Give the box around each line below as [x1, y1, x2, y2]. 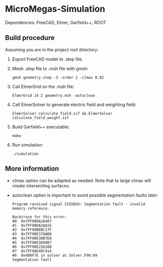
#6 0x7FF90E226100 [12, 244, 52, 249]
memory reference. [12, 206, 50, 211]
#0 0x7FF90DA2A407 [12, 219, 52, 224]
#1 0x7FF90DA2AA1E [12, 223, 52, 228]
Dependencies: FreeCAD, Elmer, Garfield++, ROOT [5, 20, 107, 25]
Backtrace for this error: [12, 214, 67, 219]
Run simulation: [12, 142, 43, 147]
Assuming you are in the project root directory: [5, 46, 99, 52]
